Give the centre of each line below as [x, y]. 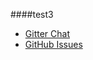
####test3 [32, 14]
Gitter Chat [47, 33]
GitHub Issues [53, 44]
